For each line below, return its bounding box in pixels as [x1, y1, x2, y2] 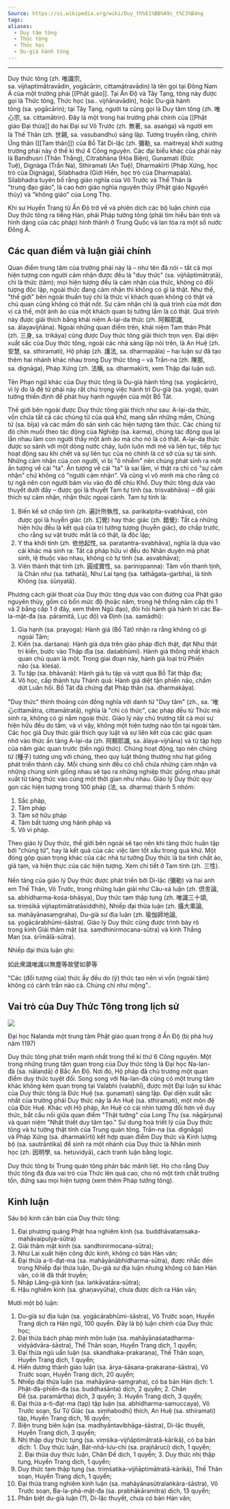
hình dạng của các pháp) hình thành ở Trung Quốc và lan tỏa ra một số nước [8, 218, 222, 226]
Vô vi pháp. [17, 825, 50, 834]
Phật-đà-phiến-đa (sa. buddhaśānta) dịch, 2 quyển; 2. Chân [17, 1385, 187, 1393]
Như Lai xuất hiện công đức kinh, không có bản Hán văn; [17, 1249, 178, 1258]
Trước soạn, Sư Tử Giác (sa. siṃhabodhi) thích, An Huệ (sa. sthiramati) [17, 1407, 216, 1415]
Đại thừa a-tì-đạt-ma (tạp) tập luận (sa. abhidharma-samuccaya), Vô [17, 1399, 210, 1408]
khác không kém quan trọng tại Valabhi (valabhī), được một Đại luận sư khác [8, 1082, 222, 1090]
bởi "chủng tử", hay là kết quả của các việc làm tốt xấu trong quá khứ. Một [8, 846, 216, 854]
